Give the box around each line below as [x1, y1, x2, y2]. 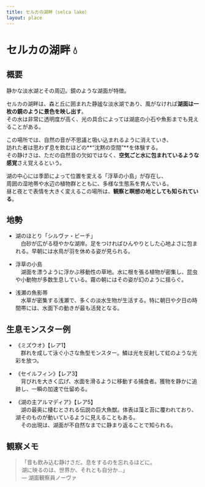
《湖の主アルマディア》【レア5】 [15, 399, 96, 406]
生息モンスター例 [6, 324, 71, 335]
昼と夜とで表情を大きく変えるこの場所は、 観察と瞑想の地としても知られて [6, 187, 193, 195]
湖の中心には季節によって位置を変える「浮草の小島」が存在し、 [6, 172, 167, 179]
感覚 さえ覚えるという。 [6, 159, 65, 166]
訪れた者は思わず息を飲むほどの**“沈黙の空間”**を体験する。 [6, 144, 162, 151]
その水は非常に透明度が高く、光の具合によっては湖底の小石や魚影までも [6, 115, 188, 123]
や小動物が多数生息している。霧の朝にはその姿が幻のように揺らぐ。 [15, 276, 187, 283]
